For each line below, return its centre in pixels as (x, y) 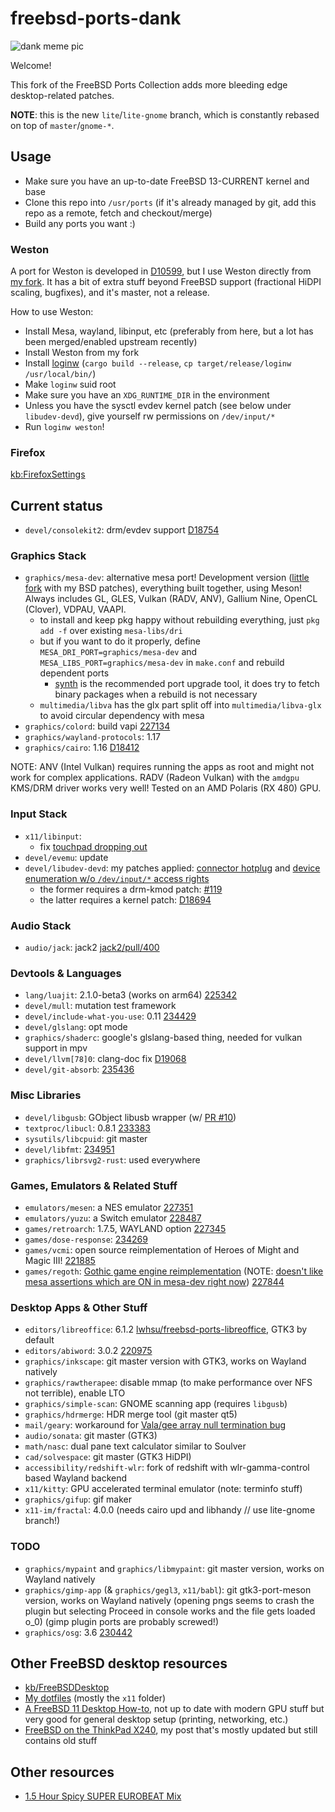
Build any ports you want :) (80, 223)
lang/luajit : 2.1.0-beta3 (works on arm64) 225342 (131, 995)
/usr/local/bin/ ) (60, 374)
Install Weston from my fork (82, 353)
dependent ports (74, 673)
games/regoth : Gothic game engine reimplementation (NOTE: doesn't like (174, 1271)
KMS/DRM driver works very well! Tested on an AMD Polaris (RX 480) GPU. (166, 788)
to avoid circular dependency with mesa (122, 716)
